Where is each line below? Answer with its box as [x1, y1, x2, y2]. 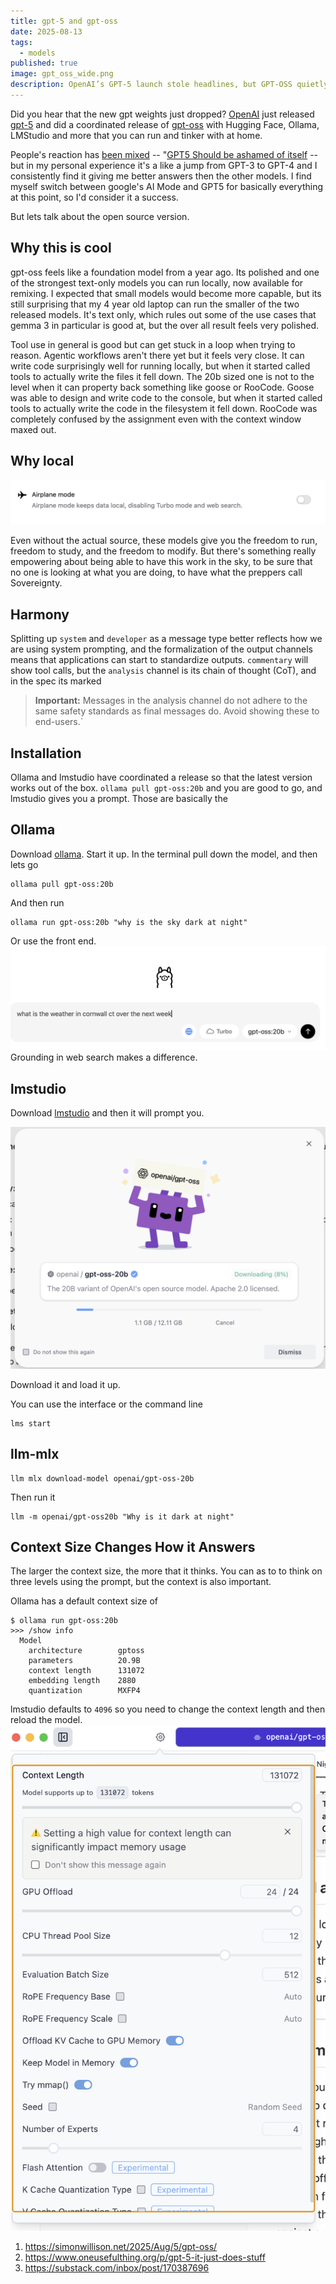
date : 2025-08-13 [10, 26, 83, 37]
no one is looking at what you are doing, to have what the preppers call [10, 566, 303, 579]
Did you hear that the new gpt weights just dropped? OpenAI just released [10, 108, 315, 120]
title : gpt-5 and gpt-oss [10, 16, 118, 26]
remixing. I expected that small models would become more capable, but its [10, 287, 322, 299]
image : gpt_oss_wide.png [10, 69, 114, 79]
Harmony [10, 606, 70, 623]
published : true [10, 58, 78, 69]
